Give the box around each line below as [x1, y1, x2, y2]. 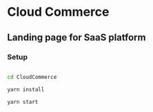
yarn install [7, 86, 45, 93]
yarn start [7, 98, 39, 105]
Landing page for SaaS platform [7, 32, 146, 43]
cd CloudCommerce [7, 74, 57, 80]
